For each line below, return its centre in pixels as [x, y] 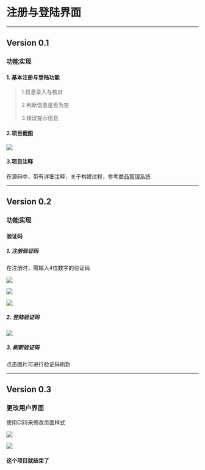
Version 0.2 [29, 202]
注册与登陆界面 [44, 13]
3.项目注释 [20, 162]
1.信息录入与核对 [42, 92]
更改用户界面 [25, 408]
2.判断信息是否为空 [45, 105]
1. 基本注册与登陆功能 [33, 77]
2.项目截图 [20, 133]
